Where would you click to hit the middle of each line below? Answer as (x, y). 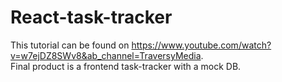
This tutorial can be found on (70, 45)
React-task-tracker (91, 17)
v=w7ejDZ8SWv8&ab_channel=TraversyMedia (106, 55)
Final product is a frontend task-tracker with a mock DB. (126, 66)
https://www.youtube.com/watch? (201, 45)
